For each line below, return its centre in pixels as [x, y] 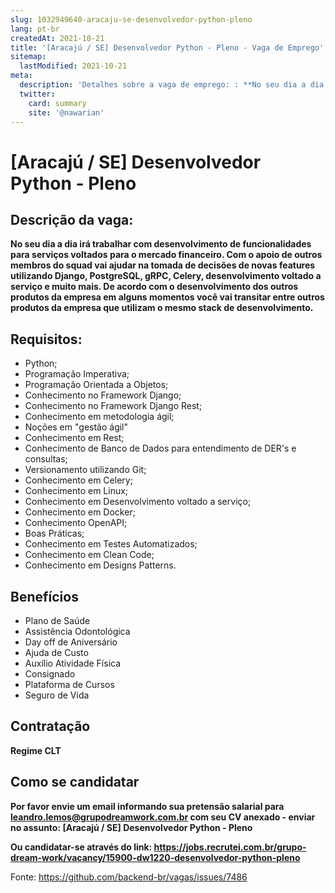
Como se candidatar [75, 782]
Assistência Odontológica [77, 631]
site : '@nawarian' [66, 112]
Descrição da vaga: [72, 219]
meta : [21, 76]
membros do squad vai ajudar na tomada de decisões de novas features [163, 265]
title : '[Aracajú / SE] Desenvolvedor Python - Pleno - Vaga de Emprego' [167, 47]
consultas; [46, 459]
